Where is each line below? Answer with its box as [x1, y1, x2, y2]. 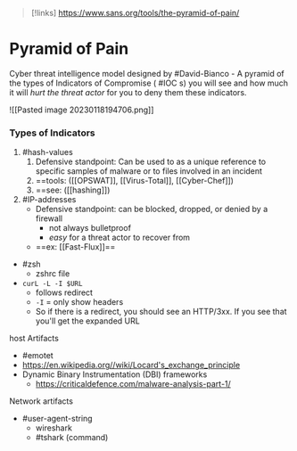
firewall [35, 213, 63, 224]
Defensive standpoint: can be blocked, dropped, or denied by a [35, 204, 268, 215]
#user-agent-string [21, 414, 93, 424]
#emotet [21, 350, 54, 361]
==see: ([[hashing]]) [35, 184, 111, 195]
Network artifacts [9, 396, 74, 406]
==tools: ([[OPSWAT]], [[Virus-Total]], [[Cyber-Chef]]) [35, 176, 235, 186]
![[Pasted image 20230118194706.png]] [9, 104, 154, 115]
